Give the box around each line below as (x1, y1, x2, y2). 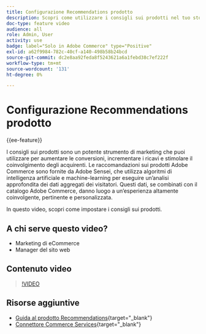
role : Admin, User (6, 32, 53, 38)
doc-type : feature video (6, 20, 70, 26)
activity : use (6, 37, 43, 43)
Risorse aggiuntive (6, 298, 80, 308)
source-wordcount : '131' (6, 65, 70, 72)
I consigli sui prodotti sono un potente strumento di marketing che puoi (6, 148, 185, 156)
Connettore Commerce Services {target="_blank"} (15, 321, 142, 328)
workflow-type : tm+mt (6, 60, 62, 66)
